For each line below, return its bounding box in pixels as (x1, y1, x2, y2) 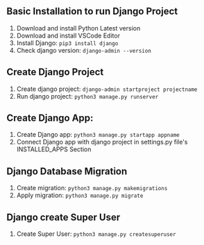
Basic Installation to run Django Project (6, 6, 178, 17)
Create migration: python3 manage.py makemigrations (16, 184, 168, 192)
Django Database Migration (6, 165, 128, 177)
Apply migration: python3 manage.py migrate (16, 191, 144, 200)
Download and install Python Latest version (16, 24, 141, 32)
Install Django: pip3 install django (16, 38, 119, 47)
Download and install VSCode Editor (16, 31, 121, 40)
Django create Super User (6, 211, 121, 223)
